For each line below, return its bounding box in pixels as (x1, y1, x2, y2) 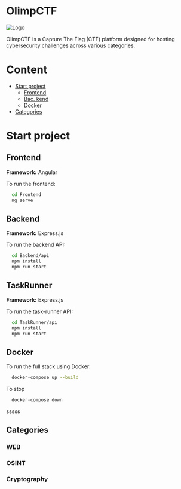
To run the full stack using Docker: (6, 363, 91, 370)
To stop (6, 386, 25, 393)
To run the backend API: (6, 241, 66, 249)
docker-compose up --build (11, 375, 79, 381)
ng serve (11, 197, 33, 203)
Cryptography (6, 475, 48, 484)
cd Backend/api (11, 253, 50, 259)
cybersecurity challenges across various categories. (6, 42, 136, 49)
